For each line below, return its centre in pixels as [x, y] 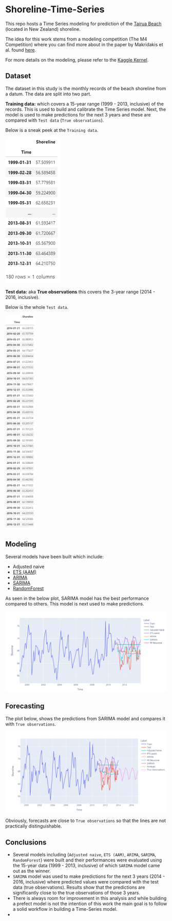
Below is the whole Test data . [37, 307]
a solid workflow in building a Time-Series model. [65, 909]
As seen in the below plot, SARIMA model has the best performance [77, 598]
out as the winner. [32, 871]
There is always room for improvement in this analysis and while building [90, 898]
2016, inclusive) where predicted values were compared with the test [86, 882]
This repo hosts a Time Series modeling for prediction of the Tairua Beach [83, 24]
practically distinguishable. [34, 826]
